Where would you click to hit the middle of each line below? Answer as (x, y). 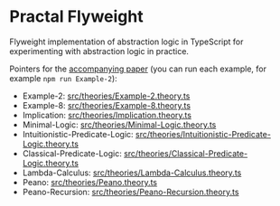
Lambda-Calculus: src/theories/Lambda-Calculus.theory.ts (132, 173)
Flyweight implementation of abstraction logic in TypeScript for (126, 42)
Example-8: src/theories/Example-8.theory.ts (107, 105)
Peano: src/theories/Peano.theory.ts (90, 182)
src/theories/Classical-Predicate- (186, 153)
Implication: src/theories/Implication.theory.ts (107, 115)
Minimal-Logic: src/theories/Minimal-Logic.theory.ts (119, 125)
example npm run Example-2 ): (63, 78)
